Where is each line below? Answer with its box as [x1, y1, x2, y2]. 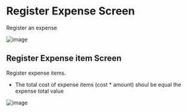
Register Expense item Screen [6, 53, 122, 64]
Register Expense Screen [6, 4, 135, 18]
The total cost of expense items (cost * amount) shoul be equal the [14, 81, 182, 88]
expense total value [14, 87, 64, 95]
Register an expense [6, 24, 57, 31]
